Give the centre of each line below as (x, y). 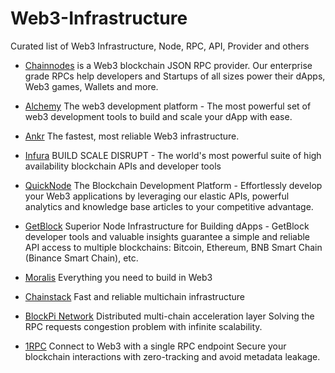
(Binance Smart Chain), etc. (81, 258)
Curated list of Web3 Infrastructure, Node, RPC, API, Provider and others (160, 46)
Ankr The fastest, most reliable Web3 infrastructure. (132, 136)
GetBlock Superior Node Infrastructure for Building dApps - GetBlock (167, 226)
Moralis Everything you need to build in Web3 (118, 277)
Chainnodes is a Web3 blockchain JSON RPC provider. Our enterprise (168, 65)
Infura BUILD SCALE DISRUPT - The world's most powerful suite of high (173, 155)
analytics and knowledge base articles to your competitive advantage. (169, 206)
